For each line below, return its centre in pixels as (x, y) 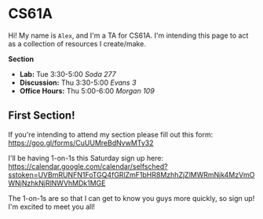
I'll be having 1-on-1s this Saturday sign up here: (86, 158)
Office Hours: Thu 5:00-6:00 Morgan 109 (87, 90)
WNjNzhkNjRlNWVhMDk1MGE (57, 183)
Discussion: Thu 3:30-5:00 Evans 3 (78, 82)
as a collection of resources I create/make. (77, 43)
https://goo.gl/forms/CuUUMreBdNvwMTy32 (81, 143)
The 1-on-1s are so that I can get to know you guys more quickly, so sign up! (131, 198)
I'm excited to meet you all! (52, 206)
